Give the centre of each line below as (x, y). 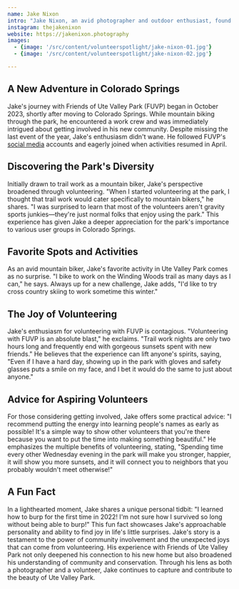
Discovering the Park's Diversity (81, 167)
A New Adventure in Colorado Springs (94, 89)
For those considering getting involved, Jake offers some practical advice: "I (119, 416)
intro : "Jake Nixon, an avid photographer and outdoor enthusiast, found (119, 21)
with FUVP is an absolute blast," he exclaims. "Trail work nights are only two (119, 339)
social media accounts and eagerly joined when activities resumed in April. (117, 144)
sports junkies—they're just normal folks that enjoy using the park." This (113, 214)
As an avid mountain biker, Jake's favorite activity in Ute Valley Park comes (118, 269)
